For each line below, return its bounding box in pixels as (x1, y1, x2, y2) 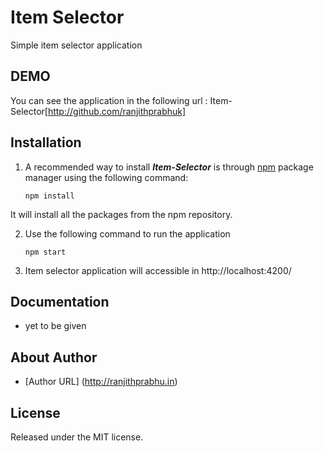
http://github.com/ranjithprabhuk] (47, 105, 187, 117)
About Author (10, 349, 98, 366)
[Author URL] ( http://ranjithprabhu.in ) (24, 376, 178, 388)
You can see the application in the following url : (10, 94, 208, 106)
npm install (24, 191, 75, 201)
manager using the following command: (24, 171, 189, 183)
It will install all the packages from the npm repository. (10, 208, 233, 220)
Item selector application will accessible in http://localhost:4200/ (24, 264, 292, 276)
